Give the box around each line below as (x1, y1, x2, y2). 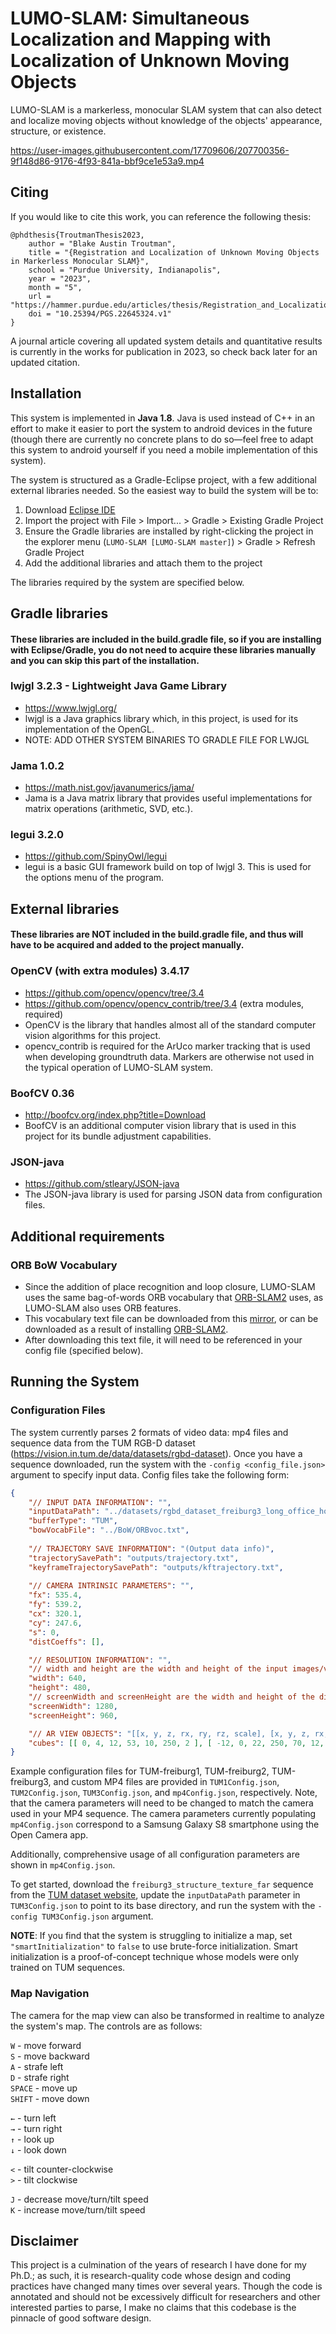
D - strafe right (10, 2071, 70, 2083)
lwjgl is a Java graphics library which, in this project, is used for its (24, 712, 299, 724)
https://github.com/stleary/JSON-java (24, 1178, 180, 1190)
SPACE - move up (10, 2082, 78, 2094)
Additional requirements (10, 1228, 165, 1245)
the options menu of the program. (24, 872, 165, 884)
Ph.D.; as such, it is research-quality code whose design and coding (10, 2270, 292, 2282)
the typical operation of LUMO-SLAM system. (24, 1061, 213, 1073)
